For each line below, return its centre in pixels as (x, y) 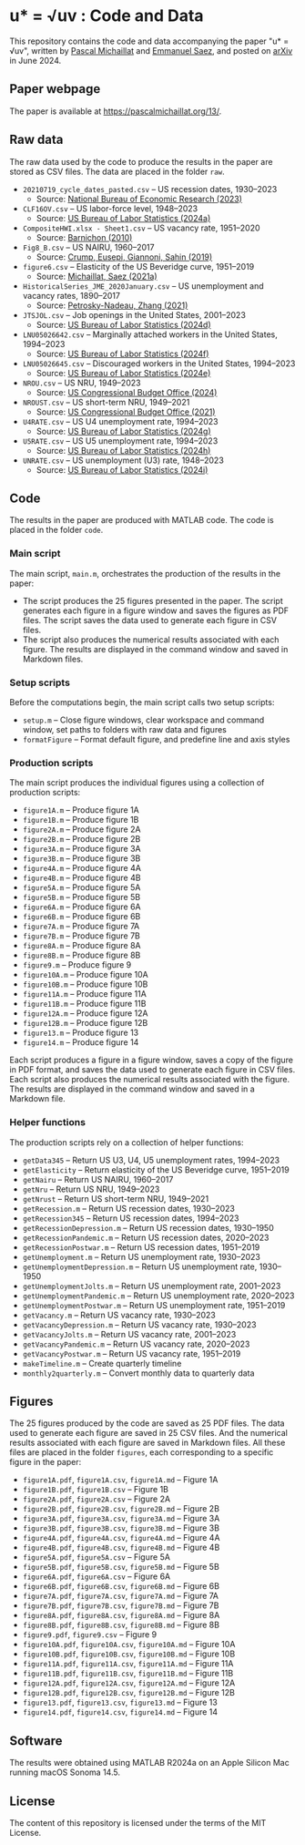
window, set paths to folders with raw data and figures (125, 729)
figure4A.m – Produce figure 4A (81, 868)
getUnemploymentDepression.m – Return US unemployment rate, (140, 1266)
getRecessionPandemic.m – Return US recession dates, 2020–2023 (146, 1237)
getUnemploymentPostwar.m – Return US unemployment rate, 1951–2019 (154, 1305)
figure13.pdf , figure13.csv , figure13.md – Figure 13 (120, 1702)
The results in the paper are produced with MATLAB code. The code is (142, 520)
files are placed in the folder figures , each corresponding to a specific (142, 1452)
